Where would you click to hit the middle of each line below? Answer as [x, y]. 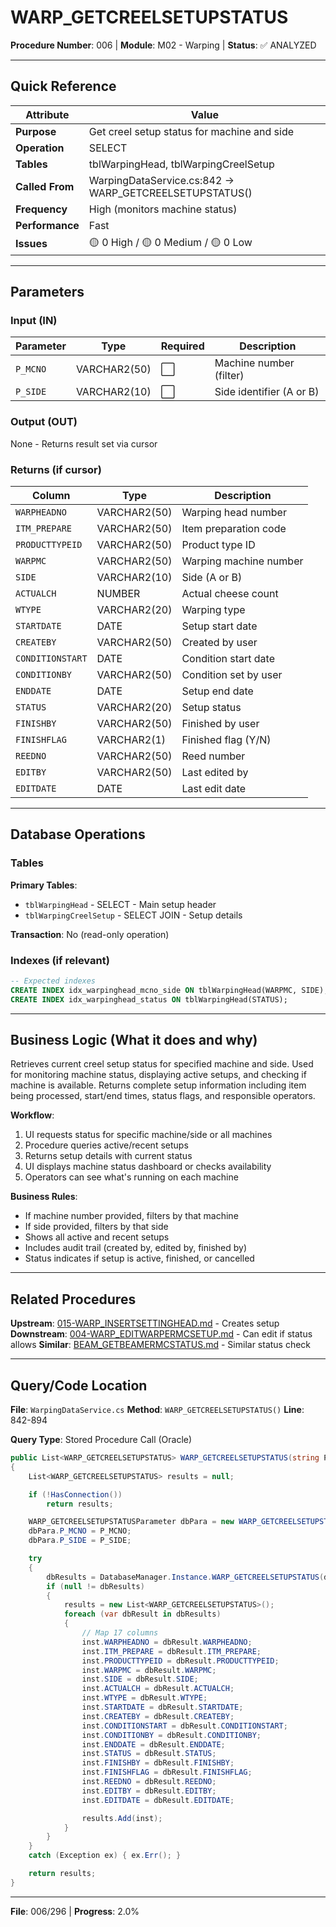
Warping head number [234, 513]
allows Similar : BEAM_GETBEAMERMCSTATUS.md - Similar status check [161, 1345]
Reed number [213, 756]
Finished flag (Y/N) [226, 740]
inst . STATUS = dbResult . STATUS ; [149, 1754]
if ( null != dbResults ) [95, 1586]
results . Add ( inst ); [122, 1818]
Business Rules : [44, 1197]
